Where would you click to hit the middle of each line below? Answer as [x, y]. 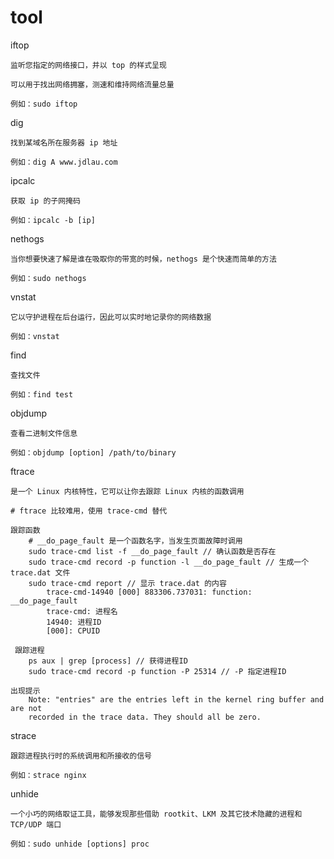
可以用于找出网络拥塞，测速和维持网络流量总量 [92, 84]
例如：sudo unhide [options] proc [80, 844]
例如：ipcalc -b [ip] [53, 220]
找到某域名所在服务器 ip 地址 [64, 142]
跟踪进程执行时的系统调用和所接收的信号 [81, 756]
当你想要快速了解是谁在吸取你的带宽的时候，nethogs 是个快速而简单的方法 [143, 259]
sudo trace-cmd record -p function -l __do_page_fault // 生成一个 [169, 562]
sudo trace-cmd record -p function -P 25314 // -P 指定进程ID [157, 671]
